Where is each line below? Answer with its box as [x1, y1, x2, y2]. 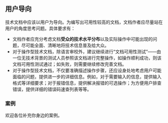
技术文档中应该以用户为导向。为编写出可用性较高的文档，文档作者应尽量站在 [5, 19, 163, 25]
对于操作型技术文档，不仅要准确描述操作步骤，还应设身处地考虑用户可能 [12, 67, 161, 73]
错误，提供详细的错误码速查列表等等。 [12, 86, 91, 92]
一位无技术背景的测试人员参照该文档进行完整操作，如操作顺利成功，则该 [12, 55, 161, 61]
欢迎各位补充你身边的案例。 [5, 112, 62, 118]
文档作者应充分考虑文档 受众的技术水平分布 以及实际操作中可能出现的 [12, 36, 153, 42]
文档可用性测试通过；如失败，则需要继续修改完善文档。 [12, 61, 126, 67]
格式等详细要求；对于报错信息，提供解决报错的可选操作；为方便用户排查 [12, 80, 161, 86]
